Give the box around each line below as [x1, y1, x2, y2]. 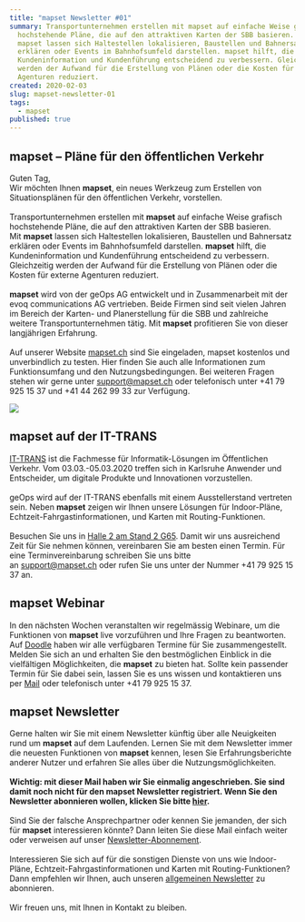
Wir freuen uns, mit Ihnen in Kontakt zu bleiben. [9, 902, 188, 913]
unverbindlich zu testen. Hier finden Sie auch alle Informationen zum [9, 356, 266, 367]
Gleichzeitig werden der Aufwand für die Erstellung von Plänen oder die [9, 259, 278, 270]
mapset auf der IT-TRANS [9, 429, 157, 444]
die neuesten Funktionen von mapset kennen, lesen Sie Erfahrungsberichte [9, 747, 292, 758]
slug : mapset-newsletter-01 [9, 89, 116, 98]
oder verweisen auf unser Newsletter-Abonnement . [9, 835, 202, 846]
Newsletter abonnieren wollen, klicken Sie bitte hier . [9, 795, 211, 806]
